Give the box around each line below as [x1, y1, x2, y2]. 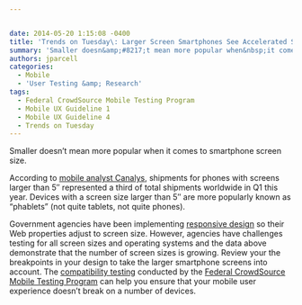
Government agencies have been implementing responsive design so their [9, 219, 285, 229]
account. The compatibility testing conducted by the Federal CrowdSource [9, 266, 286, 277]
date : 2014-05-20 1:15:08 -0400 [9, 29, 130, 38]
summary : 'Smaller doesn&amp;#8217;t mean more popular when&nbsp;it [9, 46, 276, 55]
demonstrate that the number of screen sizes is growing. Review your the [9, 247, 281, 258]
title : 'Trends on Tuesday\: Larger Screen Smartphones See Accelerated [9, 37, 288, 46]
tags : [9, 87, 30, 96]
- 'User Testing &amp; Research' [17, 79, 143, 88]
